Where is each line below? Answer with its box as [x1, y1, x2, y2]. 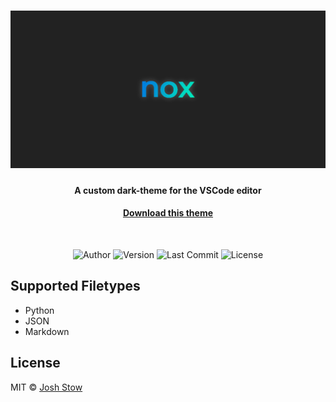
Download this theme [122, 207, 214, 219]
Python [24, 304, 55, 316]
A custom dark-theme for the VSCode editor [74, 184, 262, 196]
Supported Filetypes [10, 278, 141, 295]
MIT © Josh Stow [10, 381, 83, 393]
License [10, 355, 61, 372]
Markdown [24, 325, 70, 337]
